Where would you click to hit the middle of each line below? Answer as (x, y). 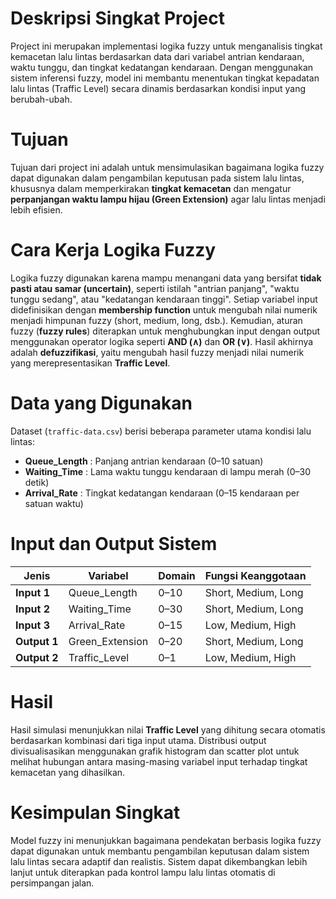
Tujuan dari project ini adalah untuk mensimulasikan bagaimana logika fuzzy (167, 167)
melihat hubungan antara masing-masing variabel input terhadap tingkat (159, 761)
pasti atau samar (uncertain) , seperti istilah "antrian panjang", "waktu (155, 288)
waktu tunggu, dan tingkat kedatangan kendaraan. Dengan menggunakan (162, 67)
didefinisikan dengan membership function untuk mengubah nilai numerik (164, 309)
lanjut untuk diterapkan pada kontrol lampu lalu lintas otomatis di (143, 872)
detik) (37, 482)
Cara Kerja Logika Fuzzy (113, 250)
